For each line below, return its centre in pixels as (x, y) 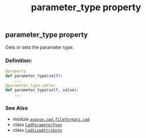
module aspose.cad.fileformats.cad (51, 119)
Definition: (19, 61)
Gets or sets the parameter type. (40, 47)
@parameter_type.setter (31, 85)
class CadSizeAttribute (37, 130)
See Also (17, 108)
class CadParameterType (37, 125)
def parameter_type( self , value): (42, 90)
